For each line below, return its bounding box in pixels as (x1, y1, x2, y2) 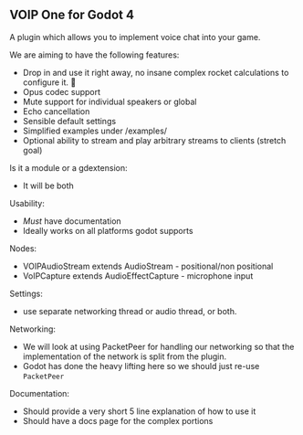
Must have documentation (22, 215, 121, 227)
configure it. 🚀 (22, 77, 77, 88)
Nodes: (9, 242, 37, 254)
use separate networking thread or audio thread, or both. (22, 305, 237, 316)
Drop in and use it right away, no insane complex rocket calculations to (22, 67, 289, 78)
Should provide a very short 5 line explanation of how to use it (22, 406, 256, 417)
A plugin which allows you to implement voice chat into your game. (9, 31, 261, 42)
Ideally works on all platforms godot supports (22, 225, 193, 236)
